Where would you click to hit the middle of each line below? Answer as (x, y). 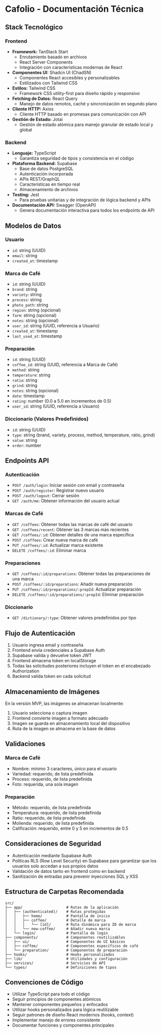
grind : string (25, 385)
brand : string (25, 289)
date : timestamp (28, 396)
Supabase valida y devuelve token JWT (52, 655)
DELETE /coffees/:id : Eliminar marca (49, 550)
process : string (27, 300)
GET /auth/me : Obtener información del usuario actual (66, 501)
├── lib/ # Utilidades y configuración (66, 959)
